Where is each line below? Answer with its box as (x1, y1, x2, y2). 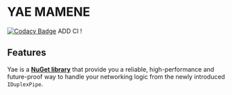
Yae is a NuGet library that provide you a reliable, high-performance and (7, 65, 215, 73)
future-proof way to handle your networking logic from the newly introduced (7, 72, 225, 81)
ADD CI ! (57, 27, 82, 35)
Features (7, 47, 46, 59)
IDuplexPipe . (7, 80, 44, 88)
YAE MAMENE (7, 4, 91, 20)
